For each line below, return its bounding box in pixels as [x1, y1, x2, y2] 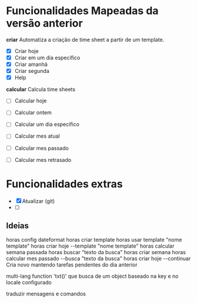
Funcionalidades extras [6, 177, 123, 191]
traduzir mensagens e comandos [6, 290, 86, 298]
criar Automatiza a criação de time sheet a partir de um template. [6, 36, 165, 43]
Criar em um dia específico [14, 54, 81, 61]
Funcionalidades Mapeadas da [6, 4, 159, 18]
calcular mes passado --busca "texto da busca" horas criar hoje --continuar [6, 255, 191, 262]
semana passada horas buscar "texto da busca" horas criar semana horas [6, 249, 186, 256]
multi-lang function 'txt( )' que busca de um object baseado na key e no [6, 272, 179, 280]
